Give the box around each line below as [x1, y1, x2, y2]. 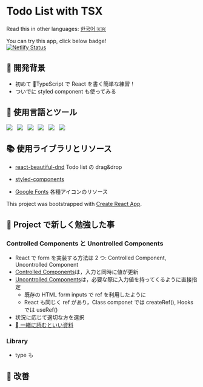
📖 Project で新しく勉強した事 [6, 219, 115, 230]
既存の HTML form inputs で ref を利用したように [24, 291, 147, 298]
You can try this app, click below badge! [6, 37, 107, 44]
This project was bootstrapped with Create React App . [6, 200, 142, 208]
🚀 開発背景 [6, 63, 45, 74]
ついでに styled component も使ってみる [15, 87, 116, 95]
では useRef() [24, 306, 58, 313]
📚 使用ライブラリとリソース [6, 143, 112, 154]
